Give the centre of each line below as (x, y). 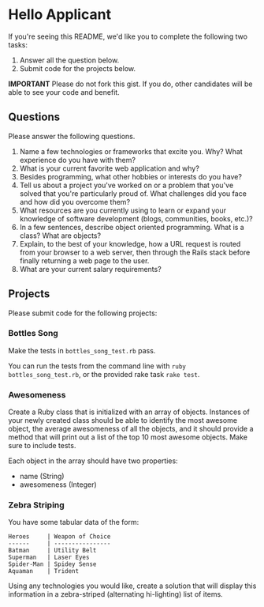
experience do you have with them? (78, 160)
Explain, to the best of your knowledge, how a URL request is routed (130, 243)
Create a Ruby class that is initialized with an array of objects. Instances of (129, 412)
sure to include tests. (42, 446)
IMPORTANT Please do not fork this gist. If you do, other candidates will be (130, 84)
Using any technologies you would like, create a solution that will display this (132, 586)
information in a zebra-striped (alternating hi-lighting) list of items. (115, 594)
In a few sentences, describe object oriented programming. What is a (132, 227)
